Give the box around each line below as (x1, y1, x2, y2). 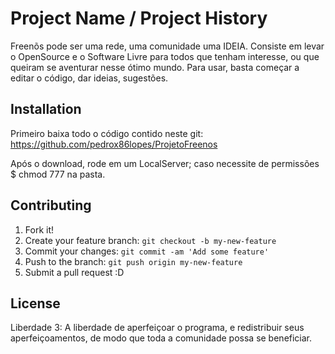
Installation (10, 101, 82, 118)
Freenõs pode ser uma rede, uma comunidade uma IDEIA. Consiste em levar (10, 40, 325, 52)
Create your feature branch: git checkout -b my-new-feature (24, 234, 277, 246)
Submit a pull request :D (24, 266, 125, 278)
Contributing (10, 197, 92, 214)
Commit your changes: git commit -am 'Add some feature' (24, 245, 270, 257)
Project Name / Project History (10, 7, 268, 30)
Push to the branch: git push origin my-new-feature (24, 255, 243, 267)
